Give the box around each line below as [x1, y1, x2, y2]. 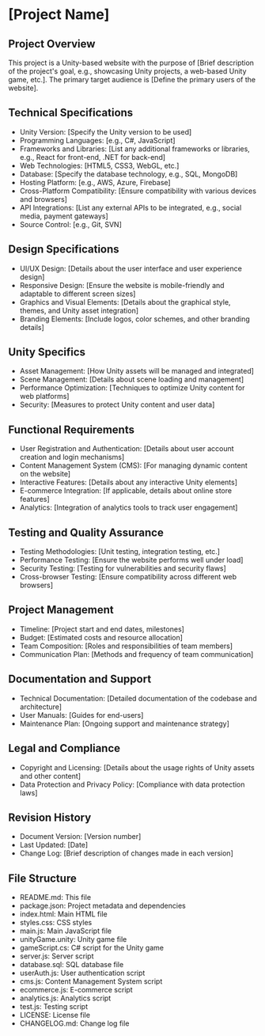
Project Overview [8, 37, 96, 51]
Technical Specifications [8, 106, 134, 120]
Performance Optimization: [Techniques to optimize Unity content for [19, 383, 245, 393]
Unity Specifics [8, 346, 85, 359]
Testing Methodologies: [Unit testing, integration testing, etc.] [19, 547, 220, 556]
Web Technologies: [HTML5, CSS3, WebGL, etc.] [19, 161, 180, 170]
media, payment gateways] [19, 211, 108, 221]
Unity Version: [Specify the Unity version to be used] [19, 127, 192, 136]
